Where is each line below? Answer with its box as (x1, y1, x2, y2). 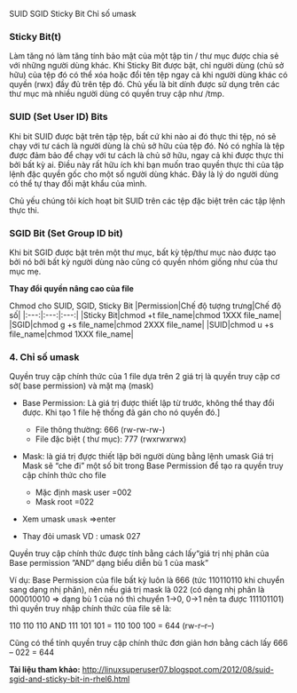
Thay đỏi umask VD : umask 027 (21, 531, 141, 542)
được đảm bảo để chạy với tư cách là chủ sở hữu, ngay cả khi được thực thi (9, 149, 284, 160)
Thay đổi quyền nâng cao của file (9, 283, 135, 293)
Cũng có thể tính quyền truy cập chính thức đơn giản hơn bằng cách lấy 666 (9, 638, 288, 649)
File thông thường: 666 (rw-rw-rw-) (35, 425, 166, 435)
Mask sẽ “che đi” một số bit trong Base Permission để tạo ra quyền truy (21, 460, 284, 471)
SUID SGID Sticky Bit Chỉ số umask (9, 9, 137, 19)
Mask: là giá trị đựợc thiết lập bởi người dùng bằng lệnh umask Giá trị (21, 451, 274, 462)
